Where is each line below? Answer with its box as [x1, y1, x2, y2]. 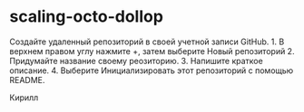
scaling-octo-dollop [9, 6, 163, 27]
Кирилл [9, 92, 39, 103]
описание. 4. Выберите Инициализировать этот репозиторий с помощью [9, 65, 294, 76]
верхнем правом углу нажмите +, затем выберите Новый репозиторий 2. [9, 45, 295, 56]
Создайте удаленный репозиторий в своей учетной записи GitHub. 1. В [9, 36, 285, 47]
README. [9, 74, 45, 85]
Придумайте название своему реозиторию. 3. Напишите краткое [9, 55, 263, 66]
